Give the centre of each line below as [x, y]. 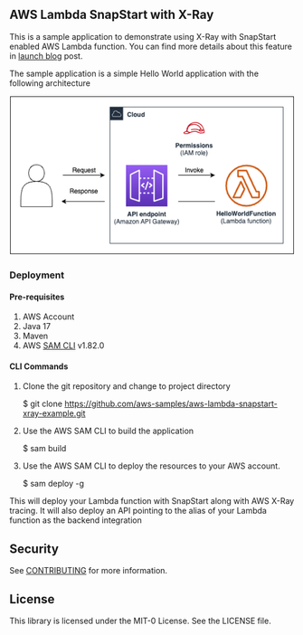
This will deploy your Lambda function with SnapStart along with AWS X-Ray [152, 501]
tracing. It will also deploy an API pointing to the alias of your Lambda [138, 511]
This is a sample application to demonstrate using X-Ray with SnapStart [143, 36]
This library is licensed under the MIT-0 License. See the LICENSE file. [140, 621]
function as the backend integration [76, 520]
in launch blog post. [46, 56]
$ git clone [43, 404]
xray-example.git [54, 413]
